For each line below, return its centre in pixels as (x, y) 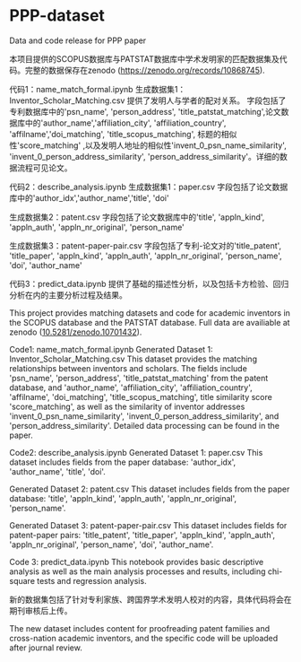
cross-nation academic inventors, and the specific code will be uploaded (144, 638)
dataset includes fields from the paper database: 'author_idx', (123, 462)
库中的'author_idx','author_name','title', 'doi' (89, 197)
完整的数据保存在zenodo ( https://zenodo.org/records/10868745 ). (145, 70)
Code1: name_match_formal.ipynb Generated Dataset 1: (111, 349)
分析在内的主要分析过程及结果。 (68, 295)
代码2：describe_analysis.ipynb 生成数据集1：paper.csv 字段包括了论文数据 (149, 187)
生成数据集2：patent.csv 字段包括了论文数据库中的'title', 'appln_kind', (137, 217)
